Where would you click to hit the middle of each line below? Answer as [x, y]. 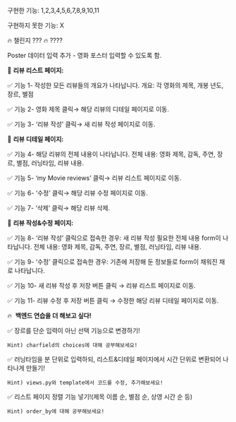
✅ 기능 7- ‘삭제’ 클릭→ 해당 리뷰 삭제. [59, 208]
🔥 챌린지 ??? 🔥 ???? [35, 40]
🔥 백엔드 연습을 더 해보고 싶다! [49, 315]
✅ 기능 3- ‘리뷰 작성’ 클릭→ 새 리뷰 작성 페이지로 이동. [81, 124]
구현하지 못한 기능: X [36, 25]
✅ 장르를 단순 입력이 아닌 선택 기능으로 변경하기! [74, 331]
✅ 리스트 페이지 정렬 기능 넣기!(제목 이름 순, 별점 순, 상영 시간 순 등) [100, 397]
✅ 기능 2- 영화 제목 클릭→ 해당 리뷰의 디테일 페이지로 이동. [88, 109]
